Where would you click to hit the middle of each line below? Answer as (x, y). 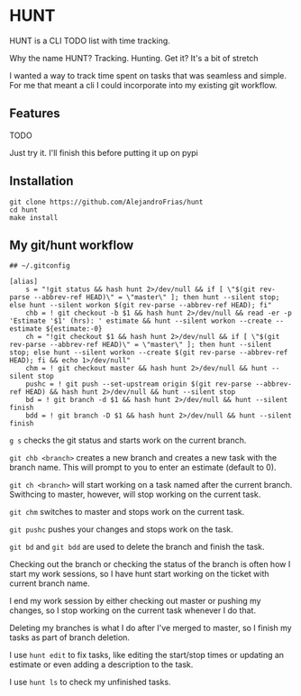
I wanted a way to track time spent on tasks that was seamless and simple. (148, 75)
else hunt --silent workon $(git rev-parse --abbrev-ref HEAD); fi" (141, 306)
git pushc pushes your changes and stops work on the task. (121, 529)
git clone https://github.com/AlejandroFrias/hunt (106, 202)
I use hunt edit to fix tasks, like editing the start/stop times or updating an (147, 655)
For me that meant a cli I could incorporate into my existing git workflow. (143, 85)
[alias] (24, 282)
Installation (41, 181)
